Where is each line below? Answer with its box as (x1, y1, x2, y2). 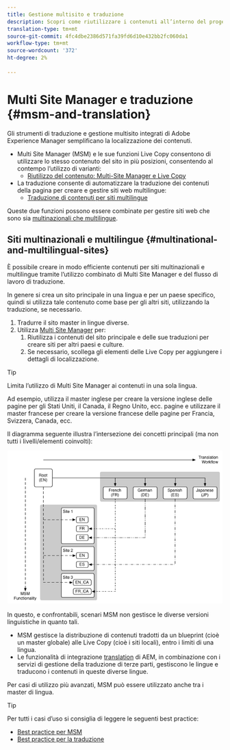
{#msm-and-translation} (7, 106, 151, 122)
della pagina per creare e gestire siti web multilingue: (16, 186, 167, 195)
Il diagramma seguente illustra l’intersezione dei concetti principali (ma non (7, 429, 219, 438)
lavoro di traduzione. (7, 277, 65, 286)
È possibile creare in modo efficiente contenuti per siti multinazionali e (7, 262, 205, 271)
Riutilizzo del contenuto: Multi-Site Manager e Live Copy (27, 171, 186, 179)
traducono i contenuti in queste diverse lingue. (16, 668, 149, 676)
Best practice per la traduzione (16, 735, 105, 743)
